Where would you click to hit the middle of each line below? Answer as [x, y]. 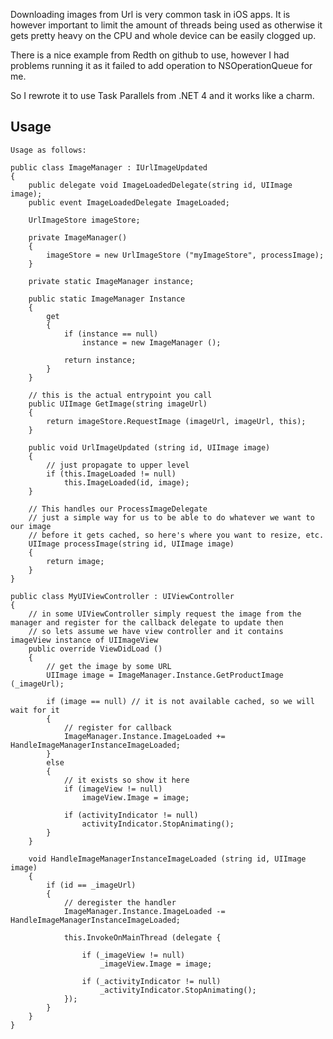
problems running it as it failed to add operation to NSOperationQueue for [161, 65]
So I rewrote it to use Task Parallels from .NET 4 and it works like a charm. [162, 95]
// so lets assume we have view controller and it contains [156, 631]
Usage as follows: [48, 150]
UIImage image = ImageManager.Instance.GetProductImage [165, 675]
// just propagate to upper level [118, 465]
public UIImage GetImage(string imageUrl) [118, 404]
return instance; [100, 360]
